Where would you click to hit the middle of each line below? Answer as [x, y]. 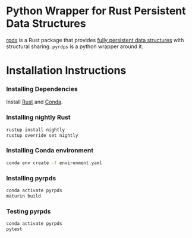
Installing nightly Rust [38, 117]
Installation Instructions [66, 71]
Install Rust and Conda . [34, 102]
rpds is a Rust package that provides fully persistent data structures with [95, 40]
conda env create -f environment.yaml [54, 163]
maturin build [24, 196]
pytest [14, 229]
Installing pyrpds [31, 178]
